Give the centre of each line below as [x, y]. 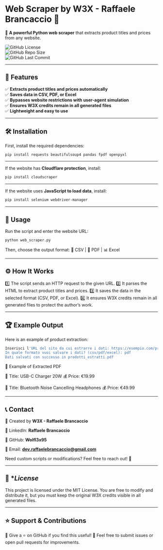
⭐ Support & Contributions [46, 521]
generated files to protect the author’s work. [49, 305]
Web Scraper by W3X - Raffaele [70, 9]
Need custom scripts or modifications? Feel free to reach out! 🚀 [68, 458]
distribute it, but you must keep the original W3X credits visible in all [73, 495]
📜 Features [22, 77]
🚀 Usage [18, 219]
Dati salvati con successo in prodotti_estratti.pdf [59, 357]
